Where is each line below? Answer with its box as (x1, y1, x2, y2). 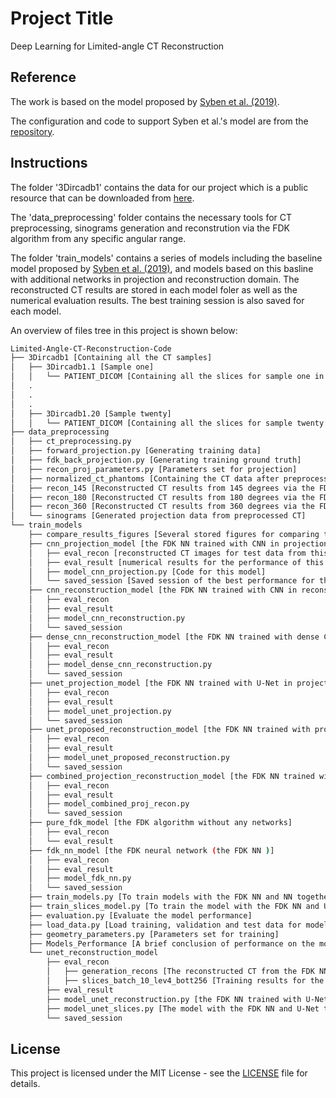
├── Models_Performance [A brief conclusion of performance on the (28, 938, 315, 949)
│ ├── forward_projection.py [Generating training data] (10, 446, 262, 456)
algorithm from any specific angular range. (10, 232, 187, 244)
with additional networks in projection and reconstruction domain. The (10, 273, 300, 285)
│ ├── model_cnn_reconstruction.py (28, 613, 186, 623)
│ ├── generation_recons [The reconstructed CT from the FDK (46, 967, 315, 977)
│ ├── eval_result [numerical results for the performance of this (28, 557, 325, 567)
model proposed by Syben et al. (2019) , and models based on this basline (10, 262, 314, 274)
